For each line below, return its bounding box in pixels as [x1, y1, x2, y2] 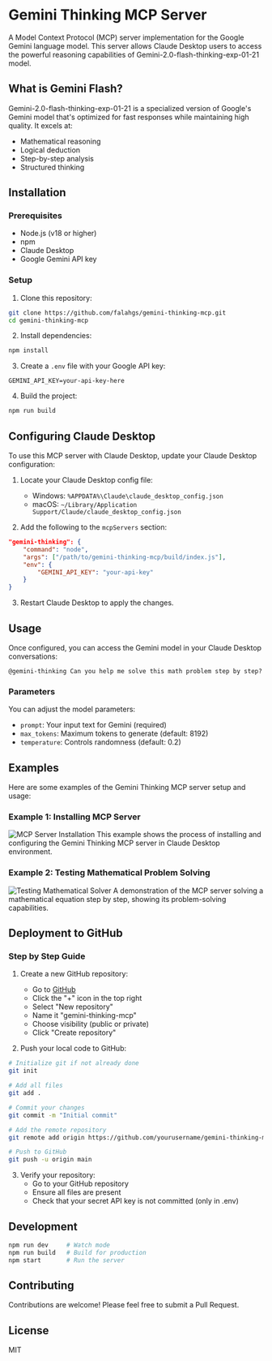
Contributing [8, 1278, 74, 1292]
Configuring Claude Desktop [8, 429, 156, 443]
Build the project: [19, 391, 78, 401]
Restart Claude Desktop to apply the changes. [19, 598, 174, 608]
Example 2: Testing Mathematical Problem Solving [8, 867, 210, 878]
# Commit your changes [8, 1103, 85, 1112]
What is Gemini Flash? [8, 82, 123, 96]
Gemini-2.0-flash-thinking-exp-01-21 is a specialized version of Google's [8, 103, 252, 113]
